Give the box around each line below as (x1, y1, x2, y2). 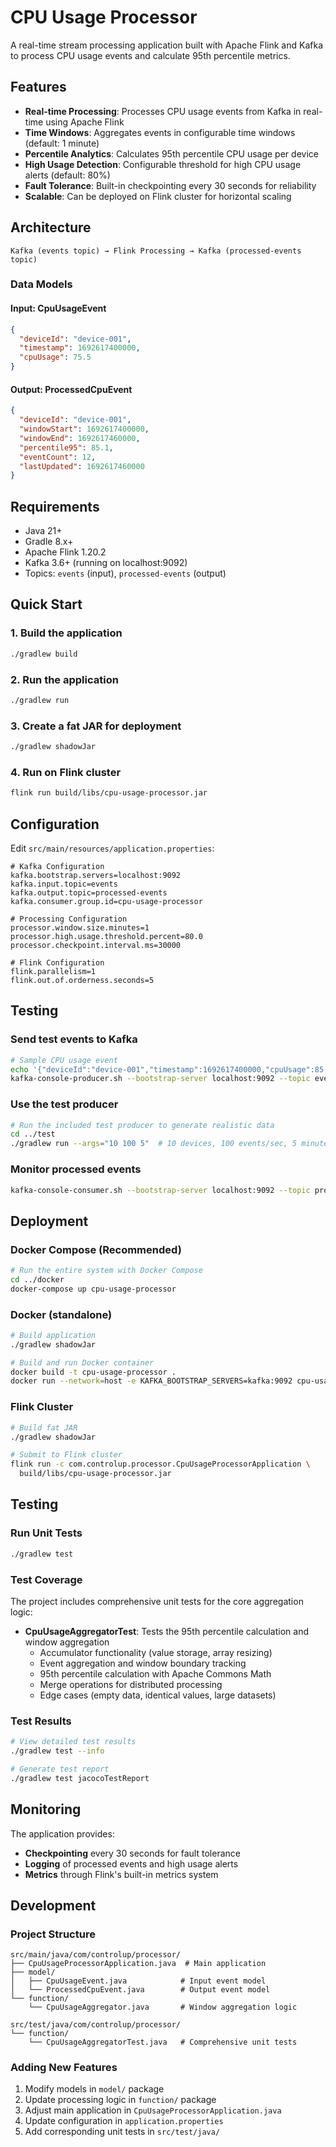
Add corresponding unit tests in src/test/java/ (24, 2126, 221, 2138)
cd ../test (10, 1129, 56, 1140)
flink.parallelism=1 (10, 966, 97, 976)
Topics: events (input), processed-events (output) (24, 567, 227, 580)
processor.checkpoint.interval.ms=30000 (10, 940, 182, 950)
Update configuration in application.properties (24, 2115, 224, 2127)
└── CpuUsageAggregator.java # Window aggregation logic (28, 2002, 298, 2013)
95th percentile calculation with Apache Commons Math (39, 1667, 272, 1680)
